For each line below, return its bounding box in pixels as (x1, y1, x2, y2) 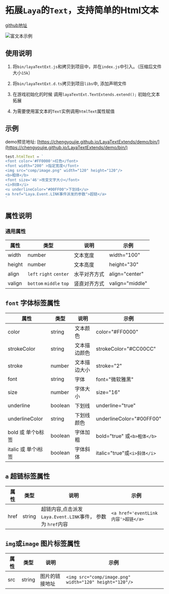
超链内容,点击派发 (41, 505, 83, 512)
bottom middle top (27, 281, 69, 286)
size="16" (96, 388, 120, 395)
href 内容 (47, 520, 68, 527)
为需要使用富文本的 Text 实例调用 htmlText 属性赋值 (12, 108, 115, 114)
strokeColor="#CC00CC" (96, 345, 156, 352)
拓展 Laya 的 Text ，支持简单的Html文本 (5, 5, 159, 16)
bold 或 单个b (8, 429, 39, 436)
